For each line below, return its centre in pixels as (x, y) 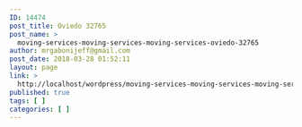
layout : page (34, 68)
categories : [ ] (40, 109)
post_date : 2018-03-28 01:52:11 (70, 59)
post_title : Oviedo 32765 (58, 26)
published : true (40, 92)
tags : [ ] (28, 101)
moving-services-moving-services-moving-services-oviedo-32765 (138, 42)
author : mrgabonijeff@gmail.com (70, 51)
